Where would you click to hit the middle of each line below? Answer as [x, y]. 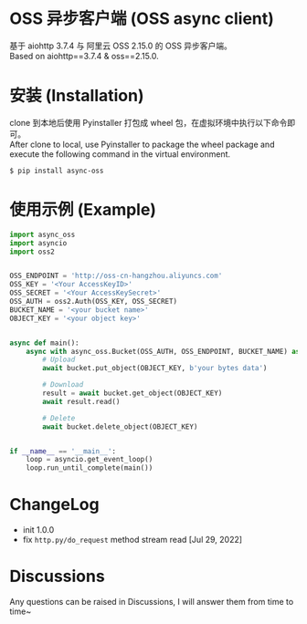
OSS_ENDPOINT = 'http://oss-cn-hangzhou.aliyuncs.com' [116, 276]
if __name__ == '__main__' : [63, 451]
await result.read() [81, 401]
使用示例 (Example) [83, 210]
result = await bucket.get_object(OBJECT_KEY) [132, 393]
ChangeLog [54, 505]
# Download [63, 385]
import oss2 [32, 252]
